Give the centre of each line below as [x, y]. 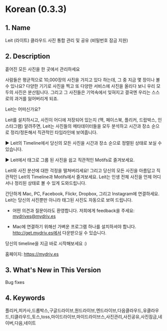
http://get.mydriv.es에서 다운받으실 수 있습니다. [59, 233]
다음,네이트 [25, 323]
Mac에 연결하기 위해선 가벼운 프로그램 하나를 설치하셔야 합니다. [74, 226]
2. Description [28, 56]
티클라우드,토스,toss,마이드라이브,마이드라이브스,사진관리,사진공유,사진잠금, [84, 317]
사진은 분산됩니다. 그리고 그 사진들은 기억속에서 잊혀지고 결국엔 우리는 [82, 92]
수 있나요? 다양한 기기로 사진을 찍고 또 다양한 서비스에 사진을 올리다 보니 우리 [80, 86]
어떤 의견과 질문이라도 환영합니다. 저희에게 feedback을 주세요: [73, 210]
